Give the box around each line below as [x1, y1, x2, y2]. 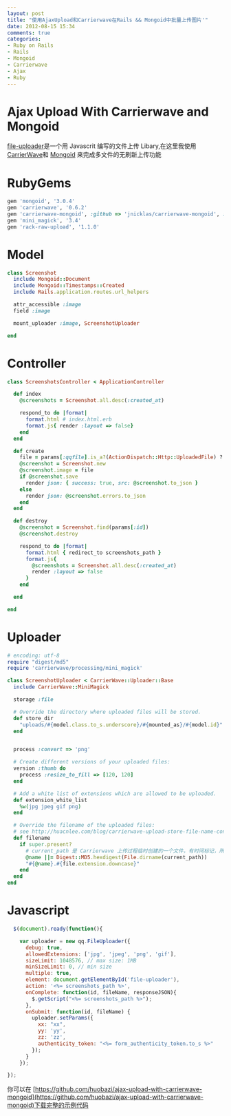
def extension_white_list [13, 797, 88, 803]
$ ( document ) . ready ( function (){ [13, 925, 103, 932]
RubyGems [7, 175, 71, 191]
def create [13, 448, 45, 454]
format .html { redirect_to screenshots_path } [25, 549, 162, 556]
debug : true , [25, 944, 63, 951]
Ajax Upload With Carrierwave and [7, 104, 209, 119]
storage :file [13, 696, 54, 703]
